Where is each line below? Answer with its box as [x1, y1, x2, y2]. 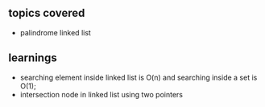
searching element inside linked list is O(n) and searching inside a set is [19, 72, 258, 82]
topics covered [8, 6, 85, 20]
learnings [8, 51, 58, 65]
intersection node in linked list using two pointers [19, 89, 184, 99]
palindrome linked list [19, 27, 91, 37]
